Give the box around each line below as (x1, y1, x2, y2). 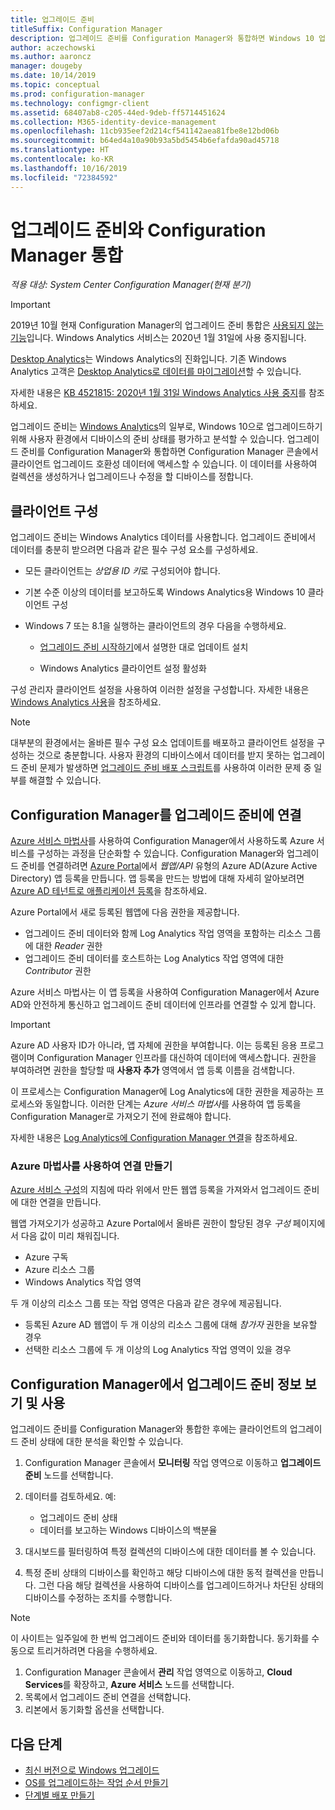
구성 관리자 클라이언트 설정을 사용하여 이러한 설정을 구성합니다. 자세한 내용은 (10, 684, 310, 696)
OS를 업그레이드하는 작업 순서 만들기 (24, 1776, 169, 1788)
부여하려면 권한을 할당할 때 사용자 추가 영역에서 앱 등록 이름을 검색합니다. (10, 1064, 295, 1076)
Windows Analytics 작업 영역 (24, 1276, 142, 1288)
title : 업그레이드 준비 (10, 14, 95, 25)
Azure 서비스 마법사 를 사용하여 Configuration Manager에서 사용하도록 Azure (10, 835, 315, 847)
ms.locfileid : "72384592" (10, 172, 118, 183)
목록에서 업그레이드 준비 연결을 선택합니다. (24, 1691, 192, 1703)
